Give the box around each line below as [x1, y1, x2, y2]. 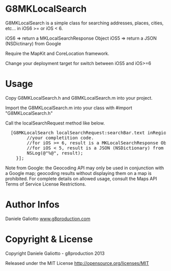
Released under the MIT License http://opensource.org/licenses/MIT [5, 260, 149, 266]
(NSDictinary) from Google [5, 40, 61, 46]
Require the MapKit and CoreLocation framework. [5, 50, 109, 56]
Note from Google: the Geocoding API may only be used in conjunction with [5, 165, 164, 171]
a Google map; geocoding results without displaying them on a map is [5, 170, 152, 176]
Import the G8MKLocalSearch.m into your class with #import [5, 105, 132, 111]
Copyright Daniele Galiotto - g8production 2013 [5, 250, 105, 256]
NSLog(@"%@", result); [26, 150, 83, 156]
